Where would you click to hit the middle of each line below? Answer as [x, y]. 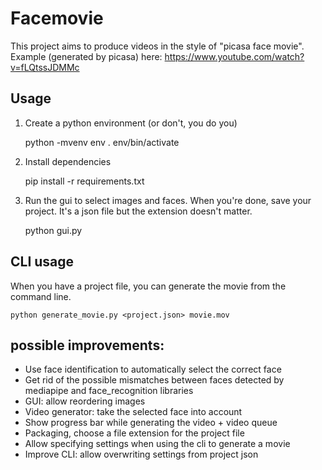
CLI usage [42, 262]
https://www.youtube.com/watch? [234, 56]
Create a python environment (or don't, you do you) [131, 123]
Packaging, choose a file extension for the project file [134, 433]
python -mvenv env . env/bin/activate [102, 142]
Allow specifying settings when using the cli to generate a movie [157, 444]
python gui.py [53, 230]
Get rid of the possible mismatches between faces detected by [154, 380]
